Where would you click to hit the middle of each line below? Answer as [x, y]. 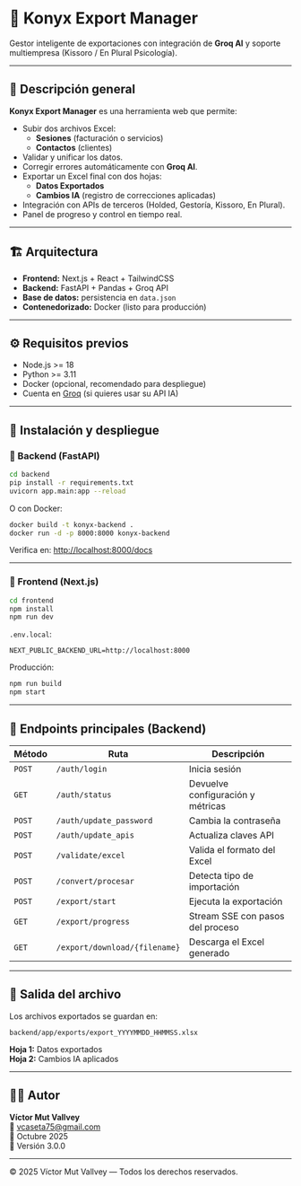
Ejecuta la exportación [236, 901]
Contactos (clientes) [74, 147]
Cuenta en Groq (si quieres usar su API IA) [100, 393]
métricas [207, 805]
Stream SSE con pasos [236, 916]
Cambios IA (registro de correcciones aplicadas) [126, 195]
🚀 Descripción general [73, 89]
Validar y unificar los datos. [73, 157]
